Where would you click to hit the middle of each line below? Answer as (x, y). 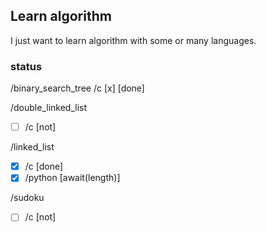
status (26, 66)
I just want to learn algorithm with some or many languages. (133, 40)
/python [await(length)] (72, 178)
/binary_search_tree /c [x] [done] (77, 88)
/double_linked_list (49, 108)
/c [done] (44, 166)
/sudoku (27, 198)
